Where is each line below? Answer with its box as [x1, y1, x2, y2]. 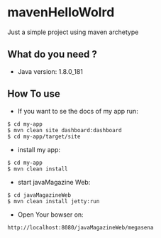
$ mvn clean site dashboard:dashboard [7, 126, 122, 134]
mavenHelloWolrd [7, 4, 115, 21]
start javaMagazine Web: [17, 178, 91, 186]
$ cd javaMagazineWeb [7, 191, 72, 199]
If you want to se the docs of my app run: [17, 107, 138, 115]
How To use [7, 88, 60, 100]
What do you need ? [7, 48, 98, 60]
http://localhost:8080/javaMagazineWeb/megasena [7, 224, 154, 231]
